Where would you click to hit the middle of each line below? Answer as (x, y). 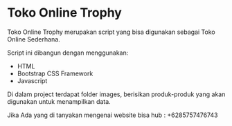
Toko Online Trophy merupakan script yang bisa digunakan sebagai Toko (111, 32)
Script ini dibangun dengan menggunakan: (68, 53)
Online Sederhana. (34, 39)
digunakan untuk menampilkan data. (59, 101)
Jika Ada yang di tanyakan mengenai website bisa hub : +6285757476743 (113, 115)
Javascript (32, 80)
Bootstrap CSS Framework (55, 73)
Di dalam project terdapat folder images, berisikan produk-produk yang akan (116, 94)
